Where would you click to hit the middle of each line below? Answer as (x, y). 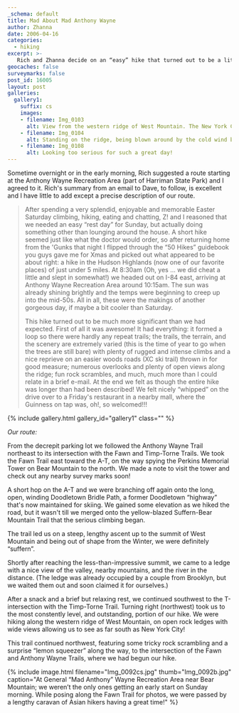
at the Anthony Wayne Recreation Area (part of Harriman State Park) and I (116, 181)
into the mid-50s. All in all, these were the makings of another (115, 300)
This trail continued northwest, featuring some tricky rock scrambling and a (118, 643)
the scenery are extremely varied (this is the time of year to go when (125, 344)
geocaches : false (33, 67)
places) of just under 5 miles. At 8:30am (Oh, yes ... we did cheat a (122, 270)
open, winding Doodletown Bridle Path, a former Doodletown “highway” (112, 497)
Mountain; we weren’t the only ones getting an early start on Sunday (108, 687)
